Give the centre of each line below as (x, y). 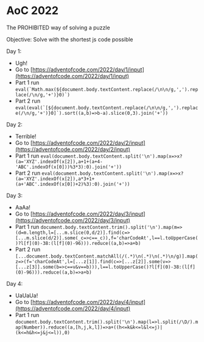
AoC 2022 (33, 11)
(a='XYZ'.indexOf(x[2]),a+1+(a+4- (59, 162)
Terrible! (26, 136)
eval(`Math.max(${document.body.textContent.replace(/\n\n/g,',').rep (107, 89)
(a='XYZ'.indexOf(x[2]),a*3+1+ (55, 179)
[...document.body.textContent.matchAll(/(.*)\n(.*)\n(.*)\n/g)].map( (107, 256)
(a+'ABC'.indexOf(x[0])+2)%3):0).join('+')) (72, 184)
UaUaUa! (26, 295)
